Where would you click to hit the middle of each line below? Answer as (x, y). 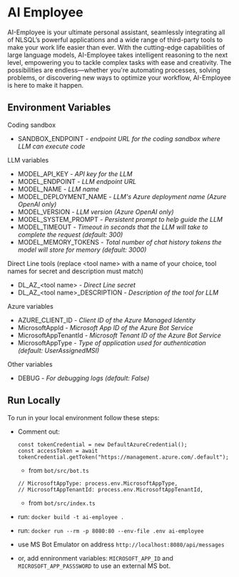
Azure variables (30, 306)
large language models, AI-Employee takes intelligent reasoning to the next (118, 55)
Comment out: (39, 432)
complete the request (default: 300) (70, 234)
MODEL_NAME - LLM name (59, 189)
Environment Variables (59, 108)
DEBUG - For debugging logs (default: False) (83, 378)
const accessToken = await (58, 451)
